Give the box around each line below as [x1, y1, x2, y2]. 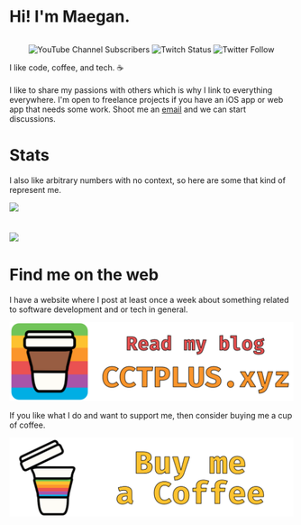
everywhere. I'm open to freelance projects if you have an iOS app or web [9, 94, 284, 105]
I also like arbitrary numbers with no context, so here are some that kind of [9, 174, 287, 186]
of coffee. [9, 419, 46, 430]
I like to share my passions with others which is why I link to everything [9, 84, 273, 96]
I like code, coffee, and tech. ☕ [9, 61, 124, 73]
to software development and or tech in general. [9, 304, 188, 315]
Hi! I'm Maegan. [9, 6, 131, 27]
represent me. [9, 184, 61, 195]
